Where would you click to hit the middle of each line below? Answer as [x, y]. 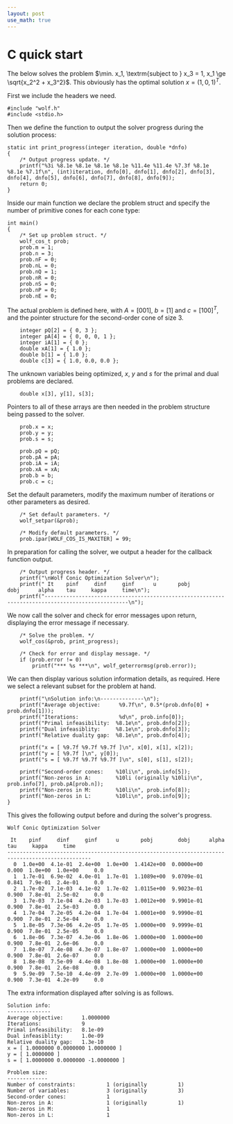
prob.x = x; [37, 427]
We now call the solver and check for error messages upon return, [102, 615]
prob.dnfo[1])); [31, 711]
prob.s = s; [37, 439]
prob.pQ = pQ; [40, 451]
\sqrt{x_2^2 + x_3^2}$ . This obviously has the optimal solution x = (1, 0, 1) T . [114, 82]
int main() [23, 223]
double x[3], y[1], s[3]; [57, 393]
